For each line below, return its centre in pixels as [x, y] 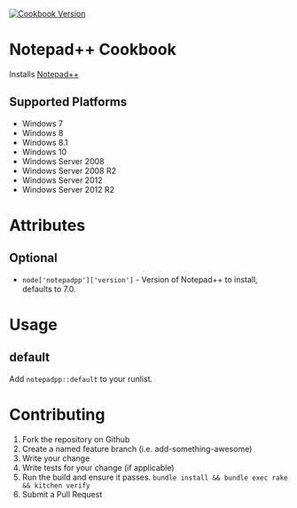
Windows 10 [44, 152]
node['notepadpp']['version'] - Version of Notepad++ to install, [140, 279]
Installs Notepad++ [44, 74]
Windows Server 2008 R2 [69, 171]
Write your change [56, 458]
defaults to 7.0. [49, 289]
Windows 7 [43, 123]
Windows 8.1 [45, 142]
